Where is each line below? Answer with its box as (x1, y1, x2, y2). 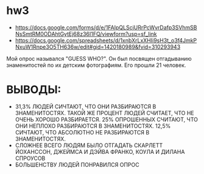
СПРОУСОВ (15, 155, 46, 162)
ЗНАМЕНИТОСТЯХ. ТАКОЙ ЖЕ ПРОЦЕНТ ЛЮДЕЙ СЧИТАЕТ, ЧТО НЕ (15, 109, 194, 116)
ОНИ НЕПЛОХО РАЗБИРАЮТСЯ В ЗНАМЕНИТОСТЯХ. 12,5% (15, 122, 171, 130)
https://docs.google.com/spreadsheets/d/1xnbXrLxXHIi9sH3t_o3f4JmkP (15, 37, 197, 44)
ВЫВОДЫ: (6, 83, 62, 97)
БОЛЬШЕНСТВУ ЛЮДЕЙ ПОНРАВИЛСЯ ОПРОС (15, 161, 139, 168)
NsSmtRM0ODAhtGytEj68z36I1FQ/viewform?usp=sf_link (15, 30, 157, 37)
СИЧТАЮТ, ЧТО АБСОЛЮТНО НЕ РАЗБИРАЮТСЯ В (15, 128, 150, 136)
